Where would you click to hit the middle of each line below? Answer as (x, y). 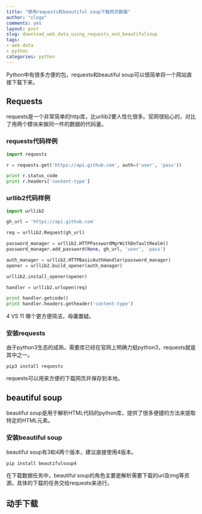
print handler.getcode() (37, 298)
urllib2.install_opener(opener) (47, 277)
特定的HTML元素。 (30, 421)
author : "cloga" (27, 17)
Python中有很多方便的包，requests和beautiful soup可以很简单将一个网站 (96, 74)
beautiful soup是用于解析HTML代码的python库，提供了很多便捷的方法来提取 (101, 413)
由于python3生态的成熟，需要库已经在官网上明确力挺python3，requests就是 (101, 348)
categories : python (31, 57)
